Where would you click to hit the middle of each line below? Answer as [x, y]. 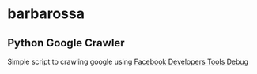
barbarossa [46, 14]
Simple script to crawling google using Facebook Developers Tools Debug [128, 61]
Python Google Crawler [66, 43]
